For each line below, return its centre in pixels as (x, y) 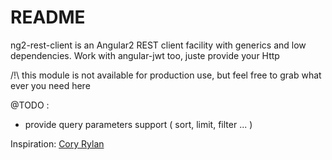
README (48, 17)
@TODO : (30, 105)
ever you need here (50, 85)
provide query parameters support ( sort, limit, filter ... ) (138, 124)
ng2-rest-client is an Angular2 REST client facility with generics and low (158, 45)
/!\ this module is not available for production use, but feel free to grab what (166, 75)
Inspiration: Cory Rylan (57, 143)
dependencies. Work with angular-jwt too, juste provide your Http (145, 55)
